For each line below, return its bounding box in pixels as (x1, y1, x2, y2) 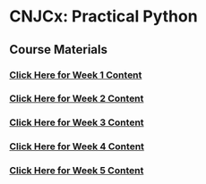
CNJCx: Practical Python (9, 6, 199, 27)
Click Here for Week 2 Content (9, 92, 144, 105)
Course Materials (9, 42, 108, 57)
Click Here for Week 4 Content (9, 140, 145, 153)
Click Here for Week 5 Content (9, 164, 144, 177)
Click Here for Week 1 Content (9, 69, 142, 81)
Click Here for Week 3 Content (9, 116, 145, 129)
